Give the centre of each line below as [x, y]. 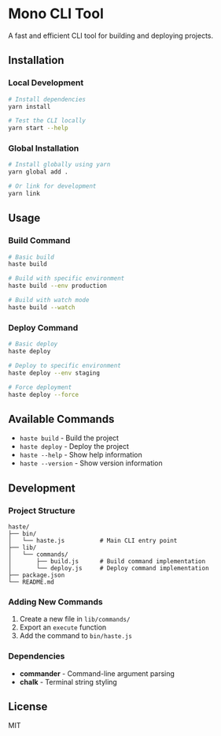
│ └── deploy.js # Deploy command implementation [109, 568]
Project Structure [42, 510]
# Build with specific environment [66, 278]
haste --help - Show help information [81, 455]
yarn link [24, 194]
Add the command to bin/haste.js [76, 636]
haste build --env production [58, 286]
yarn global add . [38, 172]
